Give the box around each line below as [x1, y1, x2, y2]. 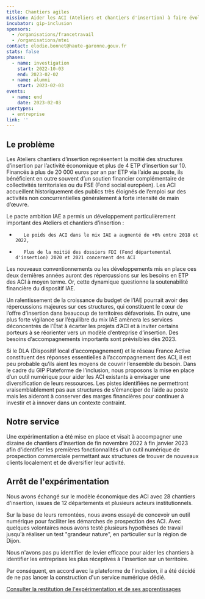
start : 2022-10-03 [17, 65, 64, 72]
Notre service [6, 417, 60, 427]
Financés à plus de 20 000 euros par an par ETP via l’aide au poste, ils [6, 168, 183, 176]
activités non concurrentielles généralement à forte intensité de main [6, 195, 179, 202]
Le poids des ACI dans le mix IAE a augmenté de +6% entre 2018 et [23, 232, 199, 239]
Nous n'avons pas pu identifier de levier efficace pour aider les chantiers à [6, 548, 194, 556]
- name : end [12, 94, 43, 100]
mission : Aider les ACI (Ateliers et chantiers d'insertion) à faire [6, 15, 187, 21]
